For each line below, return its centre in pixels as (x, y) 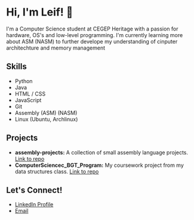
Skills (16, 67)
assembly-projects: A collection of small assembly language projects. (101, 152)
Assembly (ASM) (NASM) (46, 112)
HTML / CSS (30, 94)
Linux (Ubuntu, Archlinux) (46, 119)
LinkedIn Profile (34, 204)
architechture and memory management (56, 48)
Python (24, 81)
